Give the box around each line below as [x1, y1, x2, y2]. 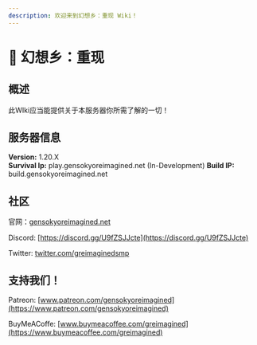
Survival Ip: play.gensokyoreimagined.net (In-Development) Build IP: [8, 161, 235, 171]
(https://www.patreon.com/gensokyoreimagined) [8, 304, 169, 313]
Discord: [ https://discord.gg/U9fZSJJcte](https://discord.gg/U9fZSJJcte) [8, 233, 249, 243]
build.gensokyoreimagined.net [8, 169, 108, 179]
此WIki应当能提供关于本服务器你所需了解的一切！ [8, 105, 169, 115]
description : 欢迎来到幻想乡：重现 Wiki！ [8, 11, 138, 20]
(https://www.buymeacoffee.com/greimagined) [8, 327, 163, 337]
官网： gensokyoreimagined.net [8, 217, 111, 227]
